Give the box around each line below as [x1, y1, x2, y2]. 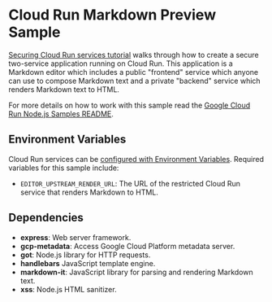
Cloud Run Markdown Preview [8, 6, 217, 24]
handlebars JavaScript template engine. [19, 258, 156, 268]
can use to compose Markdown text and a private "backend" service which [8, 76, 261, 85]
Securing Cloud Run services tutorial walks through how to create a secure [8, 50, 260, 59]
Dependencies [8, 211, 84, 225]
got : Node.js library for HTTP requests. [19, 250, 151, 260]
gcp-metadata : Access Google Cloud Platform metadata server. [19, 241, 235, 251]
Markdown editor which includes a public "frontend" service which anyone [8, 67, 258, 77]
